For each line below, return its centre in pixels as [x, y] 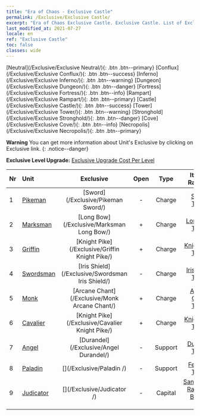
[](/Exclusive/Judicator [94, 389]
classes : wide [24, 51]
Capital [166, 393]
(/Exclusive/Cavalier [94, 322]
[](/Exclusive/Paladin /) [94, 368]
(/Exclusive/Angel [94, 347]
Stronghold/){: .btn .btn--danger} [100, 118]
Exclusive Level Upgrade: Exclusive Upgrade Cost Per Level [80, 160]
